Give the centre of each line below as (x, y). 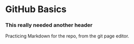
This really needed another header (49, 25)
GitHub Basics (36, 9)
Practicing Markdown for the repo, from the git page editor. (67, 36)
